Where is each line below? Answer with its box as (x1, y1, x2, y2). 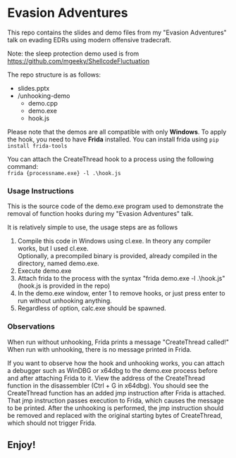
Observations (7, 322, 55, 331)
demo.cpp (27, 98, 58, 107)
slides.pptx (17, 84, 50, 92)
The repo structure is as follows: (7, 70, 101, 79)
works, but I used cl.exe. (17, 244, 89, 253)
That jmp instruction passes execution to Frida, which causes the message (7, 396, 224, 405)
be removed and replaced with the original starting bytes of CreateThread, (7, 411, 223, 419)
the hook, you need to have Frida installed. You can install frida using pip (7, 135, 220, 144)
